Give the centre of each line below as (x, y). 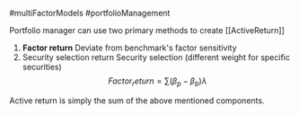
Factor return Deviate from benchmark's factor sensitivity (129, 48)
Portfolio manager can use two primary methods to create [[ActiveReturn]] (147, 30)
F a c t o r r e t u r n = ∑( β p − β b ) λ (158, 82)
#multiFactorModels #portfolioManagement (90, 13)
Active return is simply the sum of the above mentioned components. (137, 100)
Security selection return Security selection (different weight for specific (156, 57)
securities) (42, 67)
